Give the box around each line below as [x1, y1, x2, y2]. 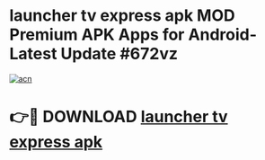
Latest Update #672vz [9, 44, 178, 64]
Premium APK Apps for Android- [9, 24, 258, 45]
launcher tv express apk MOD [9, 5, 235, 26]
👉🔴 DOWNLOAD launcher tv [9, 107, 228, 127]
